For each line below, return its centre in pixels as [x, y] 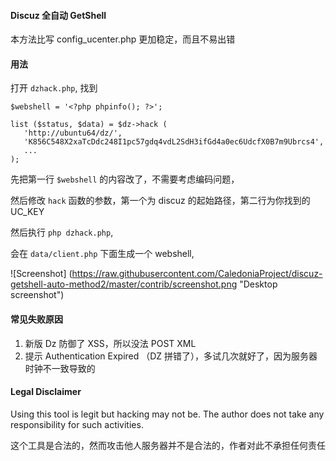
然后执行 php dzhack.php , [62, 232]
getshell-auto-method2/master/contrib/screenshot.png [124, 284]
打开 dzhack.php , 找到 [54, 88]
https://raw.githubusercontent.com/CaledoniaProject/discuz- [197, 274]
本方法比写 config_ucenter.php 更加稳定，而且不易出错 [123, 39]
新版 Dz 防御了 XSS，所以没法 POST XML [110, 343]
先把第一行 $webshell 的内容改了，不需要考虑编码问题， [125, 179]
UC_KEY [27, 212]
